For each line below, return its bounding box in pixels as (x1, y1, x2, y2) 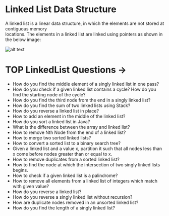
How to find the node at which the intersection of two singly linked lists (12, 161, 160, 168)
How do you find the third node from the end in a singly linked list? (12, 97, 151, 103)
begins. (12, 167, 29, 173)
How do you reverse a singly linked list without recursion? (12, 194, 133, 200)
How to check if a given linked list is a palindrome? (12, 172, 118, 178)
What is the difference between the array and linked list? (12, 124, 130, 130)
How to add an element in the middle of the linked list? (12, 113, 126, 119)
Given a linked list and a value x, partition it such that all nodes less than (12, 146, 162, 152)
